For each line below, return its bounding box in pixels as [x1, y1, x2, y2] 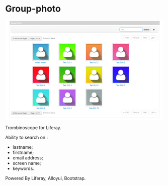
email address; [12, 154, 44, 161]
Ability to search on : [5, 134, 48, 140]
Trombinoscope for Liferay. [5, 124, 61, 131]
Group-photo [5, 3, 61, 15]
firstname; [12, 149, 34, 155]
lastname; [12, 144, 33, 150]
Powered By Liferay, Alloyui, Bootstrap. [5, 175, 86, 181]
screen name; [12, 160, 41, 166]
